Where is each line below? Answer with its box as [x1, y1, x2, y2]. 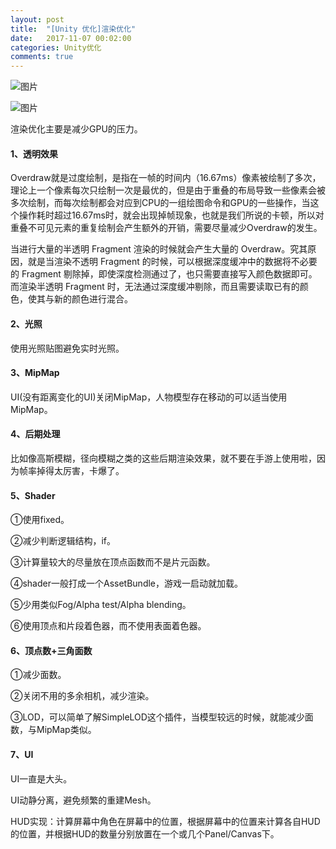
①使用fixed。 [10, 514, 70, 526]
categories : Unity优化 [10, 42, 102, 53]
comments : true [10, 52, 74, 62]
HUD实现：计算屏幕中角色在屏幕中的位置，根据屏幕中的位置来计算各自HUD [10, 815, 321, 827]
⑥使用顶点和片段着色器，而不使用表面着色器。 [10, 620, 207, 632]
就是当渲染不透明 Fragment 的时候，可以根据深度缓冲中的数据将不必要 [27, 256, 318, 268]
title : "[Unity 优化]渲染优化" [10, 24, 137, 34]
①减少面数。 [10, 669, 67, 681]
